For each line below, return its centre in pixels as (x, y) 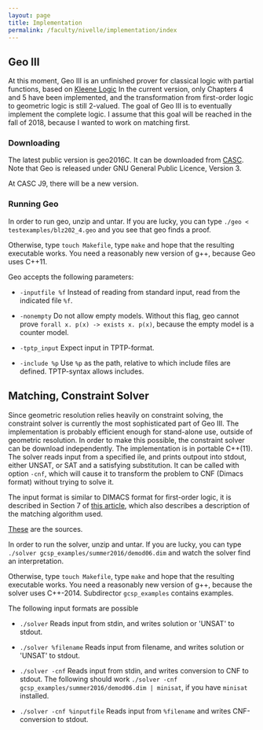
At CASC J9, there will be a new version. (73, 184)
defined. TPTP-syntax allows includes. (82, 371)
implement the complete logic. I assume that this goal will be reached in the (130, 114)
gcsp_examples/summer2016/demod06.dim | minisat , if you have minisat (133, 687)
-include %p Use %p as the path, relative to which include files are (125, 363)
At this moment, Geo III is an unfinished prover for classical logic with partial (131, 81)
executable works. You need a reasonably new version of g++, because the (130, 584)
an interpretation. (36, 561)
